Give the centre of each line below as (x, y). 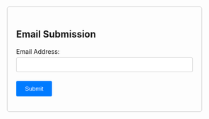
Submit (34, 88)
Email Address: (38, 51)
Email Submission (56, 34)
